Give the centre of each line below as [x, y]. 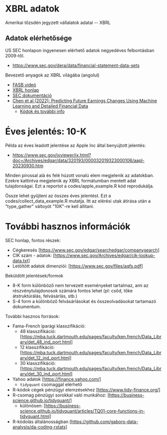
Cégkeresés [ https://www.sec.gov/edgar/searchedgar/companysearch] [86, 250]
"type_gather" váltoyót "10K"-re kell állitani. [50, 206]
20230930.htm [28, 165]
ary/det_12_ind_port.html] [46, 357]
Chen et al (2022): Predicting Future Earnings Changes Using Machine [85, 100]
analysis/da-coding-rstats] [40, 427]
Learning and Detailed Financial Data [50, 106]
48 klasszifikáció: [38, 331]
